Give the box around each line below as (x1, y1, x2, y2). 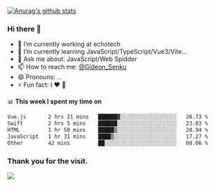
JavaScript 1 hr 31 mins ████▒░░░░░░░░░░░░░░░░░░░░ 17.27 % (7, 133, 209, 140)
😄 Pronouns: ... (17, 73, 63, 81)
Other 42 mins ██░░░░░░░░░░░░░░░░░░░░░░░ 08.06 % (7, 139, 209, 146)
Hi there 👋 (7, 24, 42, 34)
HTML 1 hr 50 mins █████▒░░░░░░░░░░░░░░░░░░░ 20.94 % (7, 127, 209, 134)
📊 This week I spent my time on (7, 97, 102, 106)
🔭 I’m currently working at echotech (17, 40, 121, 48)
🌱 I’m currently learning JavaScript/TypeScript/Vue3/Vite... (17, 48, 188, 56)
